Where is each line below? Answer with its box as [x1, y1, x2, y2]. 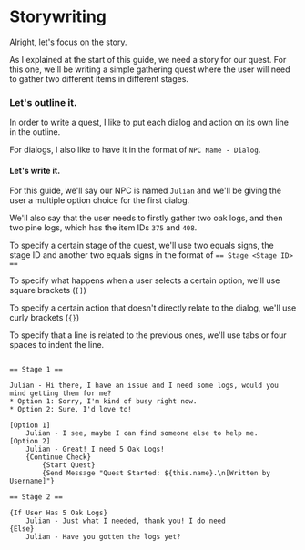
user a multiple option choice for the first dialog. [9, 195, 190, 206]
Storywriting [9, 6, 107, 27]
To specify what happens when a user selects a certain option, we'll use [9, 275, 280, 286]
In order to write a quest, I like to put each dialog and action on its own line [9, 117, 290, 128]
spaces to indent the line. [9, 340, 105, 351]
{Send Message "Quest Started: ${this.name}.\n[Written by [42, 469, 271, 478]
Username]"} [9, 476, 55, 486]
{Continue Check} [25, 453, 92, 462]
